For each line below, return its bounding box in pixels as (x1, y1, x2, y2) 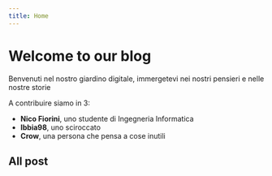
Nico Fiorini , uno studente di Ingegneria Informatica (19, 114, 194, 123)
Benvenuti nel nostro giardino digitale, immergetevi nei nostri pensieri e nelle (8, 74, 265, 84)
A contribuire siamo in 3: (8, 98, 91, 108)
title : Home (8, 11, 49, 20)
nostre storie (8, 82, 51, 92)
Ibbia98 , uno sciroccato (19, 122, 101, 132)
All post (8, 154, 49, 168)
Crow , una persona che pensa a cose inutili (19, 131, 166, 140)
